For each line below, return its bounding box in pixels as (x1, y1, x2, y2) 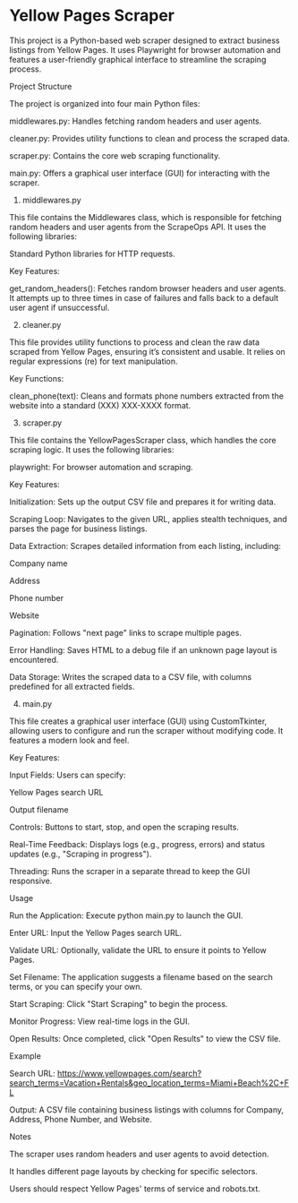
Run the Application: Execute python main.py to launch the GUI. (9, 910, 243, 921)
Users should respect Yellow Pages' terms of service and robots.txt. (9, 1183, 261, 1194)
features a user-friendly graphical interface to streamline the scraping (9, 54, 267, 64)
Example (9, 1050, 42, 1061)
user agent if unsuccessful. (9, 302, 110, 313)
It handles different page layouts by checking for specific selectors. (9, 1165, 258, 1176)
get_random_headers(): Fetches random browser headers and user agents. (9, 283, 286, 294)
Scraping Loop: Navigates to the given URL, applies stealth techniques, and (9, 513, 288, 524)
